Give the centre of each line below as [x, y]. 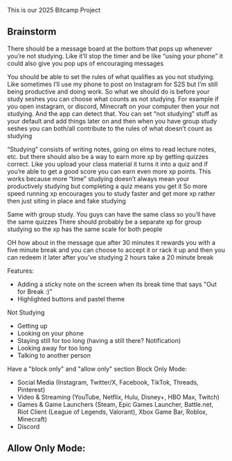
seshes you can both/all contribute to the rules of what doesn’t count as [110, 128]
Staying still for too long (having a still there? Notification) [99, 340]
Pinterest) [31, 389]
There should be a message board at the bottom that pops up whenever [110, 49]
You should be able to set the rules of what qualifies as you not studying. [111, 76]
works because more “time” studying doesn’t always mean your [98, 178]
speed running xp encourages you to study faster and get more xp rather [111, 193]
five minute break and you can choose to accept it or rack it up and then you [116, 250]
